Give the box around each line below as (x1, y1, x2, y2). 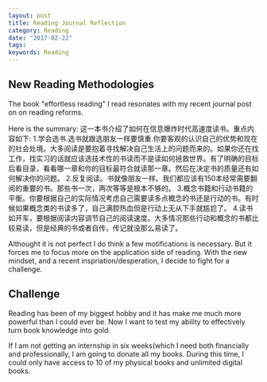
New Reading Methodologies (8, 78, 155, 91)
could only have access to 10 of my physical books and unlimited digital (8, 357, 243, 367)
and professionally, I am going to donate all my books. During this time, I (8, 349, 245, 358)
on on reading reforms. (8, 107, 83, 117)
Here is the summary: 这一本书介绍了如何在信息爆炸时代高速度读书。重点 (8, 124, 248, 133)
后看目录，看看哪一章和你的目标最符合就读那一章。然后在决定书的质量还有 (8, 164, 252, 173)
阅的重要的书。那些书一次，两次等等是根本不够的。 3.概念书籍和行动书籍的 (8, 183, 253, 193)
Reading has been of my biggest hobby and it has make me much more (8, 308, 242, 318)
